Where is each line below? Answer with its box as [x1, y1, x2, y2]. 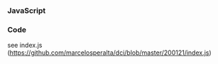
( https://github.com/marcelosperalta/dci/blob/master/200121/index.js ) [7, 48, 212, 57]
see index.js [7, 41, 43, 50]
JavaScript [7, 6, 46, 16]
